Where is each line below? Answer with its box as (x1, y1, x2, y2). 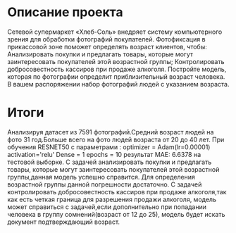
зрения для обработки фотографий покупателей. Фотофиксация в (7, 34, 206, 43)
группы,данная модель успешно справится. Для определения (7, 172, 195, 181)
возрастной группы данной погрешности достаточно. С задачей (7, 180, 202, 189)
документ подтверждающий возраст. (7, 218, 120, 226)
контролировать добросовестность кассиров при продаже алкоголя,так (7, 187, 227, 196)
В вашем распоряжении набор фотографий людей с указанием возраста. (7, 80, 230, 88)
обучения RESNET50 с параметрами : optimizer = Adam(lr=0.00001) (7, 142, 211, 151)
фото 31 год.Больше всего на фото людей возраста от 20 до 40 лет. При (7, 135, 225, 144)
